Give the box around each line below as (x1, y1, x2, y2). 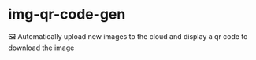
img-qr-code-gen (8, 5, 126, 23)
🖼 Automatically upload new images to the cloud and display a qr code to (8, 31, 248, 41)
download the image (8, 43, 75, 52)
